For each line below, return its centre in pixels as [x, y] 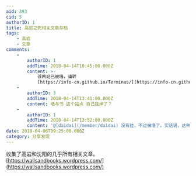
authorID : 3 [42, 93]
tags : [13, 33]
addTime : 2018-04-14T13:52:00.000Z [70, 120]
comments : [18, 50]
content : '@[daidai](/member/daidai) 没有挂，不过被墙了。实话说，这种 [109, 126]
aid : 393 [17, 11]
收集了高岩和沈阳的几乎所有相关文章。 [52, 154]
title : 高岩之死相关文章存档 [37, 28]
